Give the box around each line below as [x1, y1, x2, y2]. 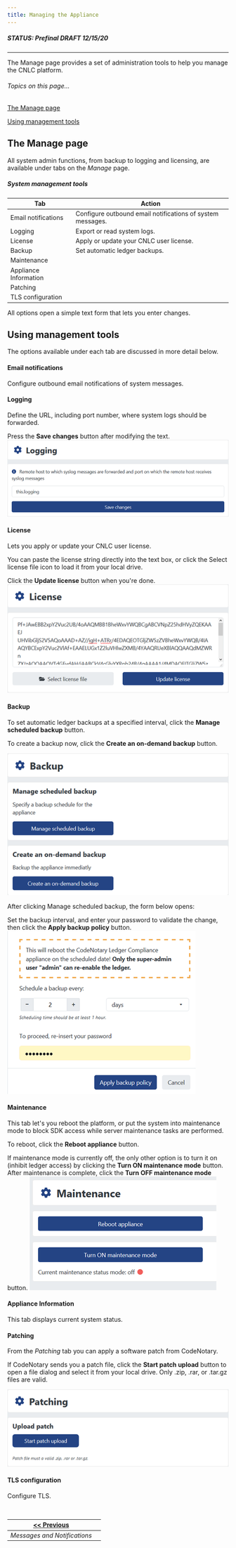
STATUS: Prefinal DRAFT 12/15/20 [7, 34, 109, 42]
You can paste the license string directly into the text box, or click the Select [7, 555, 228, 563]
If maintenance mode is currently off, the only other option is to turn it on [7, 1153, 218, 1162]
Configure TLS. [7, 1491, 51, 1500]
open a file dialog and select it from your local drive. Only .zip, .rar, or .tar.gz [7, 1368, 228, 1377]
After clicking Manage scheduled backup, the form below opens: [7, 902, 195, 910]
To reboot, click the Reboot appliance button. [7, 1140, 139, 1148]
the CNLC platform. [7, 65, 63, 74]
